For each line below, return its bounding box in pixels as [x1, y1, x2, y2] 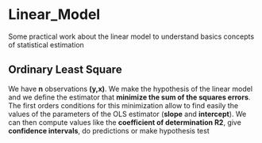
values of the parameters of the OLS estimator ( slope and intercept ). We [8, 109, 247, 119]
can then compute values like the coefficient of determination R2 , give [8, 117, 242, 127]
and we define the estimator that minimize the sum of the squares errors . [8, 92, 251, 102]
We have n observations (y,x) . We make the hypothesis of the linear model [8, 84, 252, 93]
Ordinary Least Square [8, 63, 122, 77]
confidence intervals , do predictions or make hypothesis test [8, 126, 210, 135]
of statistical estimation [8, 40, 85, 49]
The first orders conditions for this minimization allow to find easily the [8, 100, 239, 110]
